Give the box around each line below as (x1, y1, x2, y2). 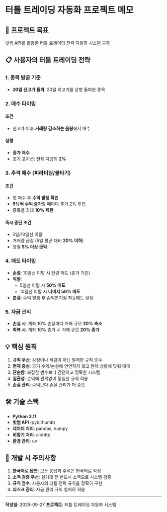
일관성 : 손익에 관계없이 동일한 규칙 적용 (12, 375, 88, 381)
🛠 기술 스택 (5, 398, 39, 406)
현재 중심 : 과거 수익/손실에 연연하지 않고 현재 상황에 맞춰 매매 (12, 363, 131, 369)
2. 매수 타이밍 (5, 100, 36, 107)
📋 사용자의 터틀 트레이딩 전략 (5, 56, 90, 65)
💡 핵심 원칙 (5, 342, 37, 351)
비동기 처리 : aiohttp (12, 431, 51, 437)
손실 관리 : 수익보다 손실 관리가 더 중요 (12, 381, 85, 388)
